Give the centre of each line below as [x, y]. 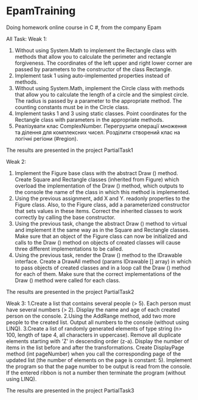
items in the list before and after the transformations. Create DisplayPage [95, 347]
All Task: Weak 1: [27, 39]
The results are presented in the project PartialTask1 [70, 150]
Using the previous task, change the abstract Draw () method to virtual [101, 223]
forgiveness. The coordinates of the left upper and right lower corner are [103, 63]
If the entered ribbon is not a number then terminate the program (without [96, 373]
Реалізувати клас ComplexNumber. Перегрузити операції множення [101, 126]
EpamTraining [41, 11]
